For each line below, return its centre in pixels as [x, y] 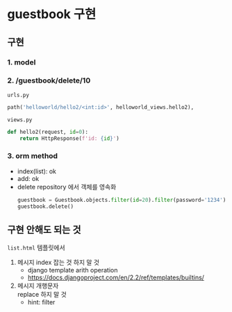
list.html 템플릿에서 [36, 248]
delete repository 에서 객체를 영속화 [67, 187]
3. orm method [32, 156]
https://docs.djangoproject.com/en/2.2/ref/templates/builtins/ [116, 277]
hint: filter [41, 302]
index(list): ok [37, 171]
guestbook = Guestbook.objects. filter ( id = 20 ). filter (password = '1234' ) [122, 200]
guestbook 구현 [52, 14]
